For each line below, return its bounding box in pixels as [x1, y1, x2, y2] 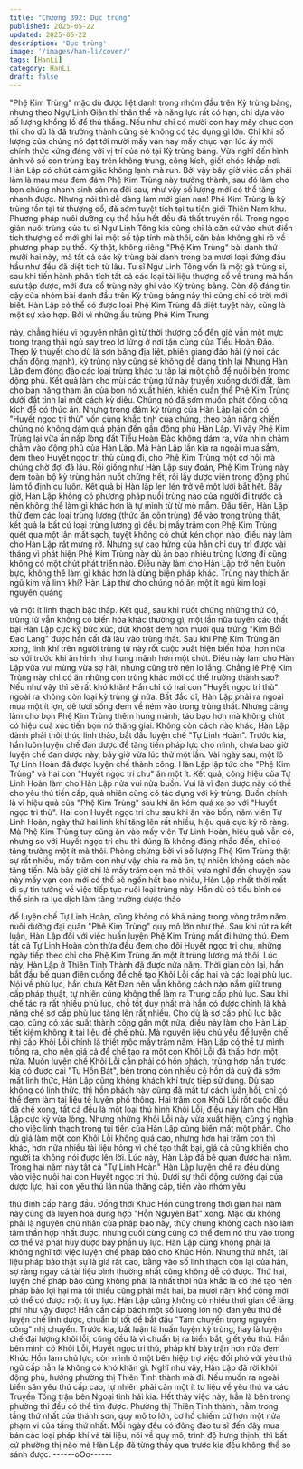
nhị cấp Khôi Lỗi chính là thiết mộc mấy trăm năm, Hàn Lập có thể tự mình [9, 1036, 285, 1047]
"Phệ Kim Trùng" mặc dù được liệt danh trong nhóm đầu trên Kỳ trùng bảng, [9, 97, 293, 108]
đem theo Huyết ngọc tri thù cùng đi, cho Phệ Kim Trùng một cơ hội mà [9, 452, 276, 462]
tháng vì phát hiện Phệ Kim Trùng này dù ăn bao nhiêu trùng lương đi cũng [9, 548, 288, 559]
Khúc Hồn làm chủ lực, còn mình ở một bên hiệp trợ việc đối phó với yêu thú [9, 1352, 292, 1363]
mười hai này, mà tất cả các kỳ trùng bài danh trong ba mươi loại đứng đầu [9, 251, 287, 262]
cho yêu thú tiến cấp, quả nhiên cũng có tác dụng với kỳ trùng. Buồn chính [9, 787, 288, 798]
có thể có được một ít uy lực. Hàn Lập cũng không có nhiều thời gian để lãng [9, 1294, 294, 1306]
